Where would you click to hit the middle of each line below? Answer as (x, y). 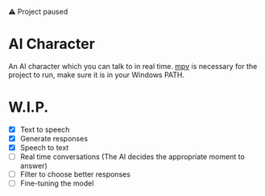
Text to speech (45, 129)
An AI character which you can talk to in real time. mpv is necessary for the (133, 66)
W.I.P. (29, 107)
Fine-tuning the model (57, 183)
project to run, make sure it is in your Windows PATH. (97, 75)
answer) (34, 166)
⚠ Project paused (38, 12)
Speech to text (44, 147)
